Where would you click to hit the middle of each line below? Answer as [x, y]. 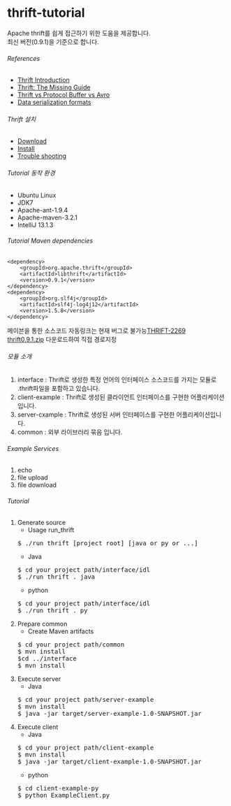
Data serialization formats [54, 102]
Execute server [39, 679]
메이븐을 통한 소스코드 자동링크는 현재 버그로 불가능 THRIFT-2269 [97, 331]
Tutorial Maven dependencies [50, 241]
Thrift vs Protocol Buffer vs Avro [64, 95]
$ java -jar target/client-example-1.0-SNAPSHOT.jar [110, 762]
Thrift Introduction [43, 80]
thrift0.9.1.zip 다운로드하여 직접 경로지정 [62, 339]
